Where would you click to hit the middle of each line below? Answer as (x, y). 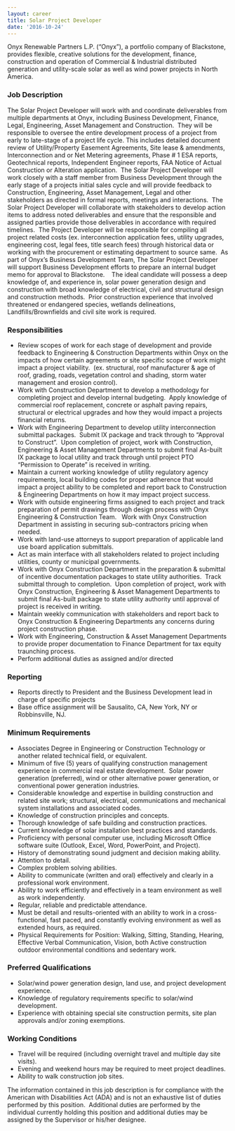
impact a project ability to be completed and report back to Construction (122, 487)
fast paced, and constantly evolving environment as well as (136, 920)
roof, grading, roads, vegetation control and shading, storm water (112, 375)
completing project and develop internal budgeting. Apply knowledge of (122, 397)
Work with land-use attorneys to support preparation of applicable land (120, 539)
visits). (27, 1061)
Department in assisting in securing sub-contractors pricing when (113, 524)
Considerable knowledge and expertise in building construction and (115, 793)
